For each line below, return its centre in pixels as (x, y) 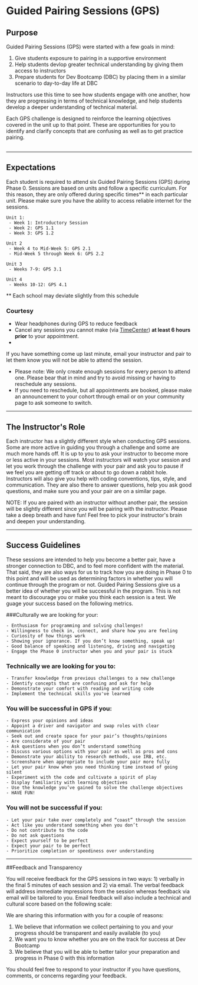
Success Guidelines (43, 545)
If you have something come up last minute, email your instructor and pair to (99, 354)
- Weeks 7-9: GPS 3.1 (35, 269)
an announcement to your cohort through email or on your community (99, 396)
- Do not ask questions (35, 835)
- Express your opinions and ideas (50, 721)
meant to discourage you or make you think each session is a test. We (91, 597)
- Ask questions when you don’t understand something (74, 746)
